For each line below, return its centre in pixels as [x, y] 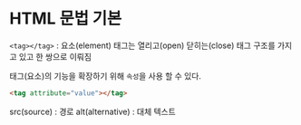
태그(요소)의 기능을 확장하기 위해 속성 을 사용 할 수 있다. [106, 76]
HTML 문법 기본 [66, 19]
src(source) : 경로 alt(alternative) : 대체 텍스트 [93, 111]
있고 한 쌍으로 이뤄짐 [55, 56]
